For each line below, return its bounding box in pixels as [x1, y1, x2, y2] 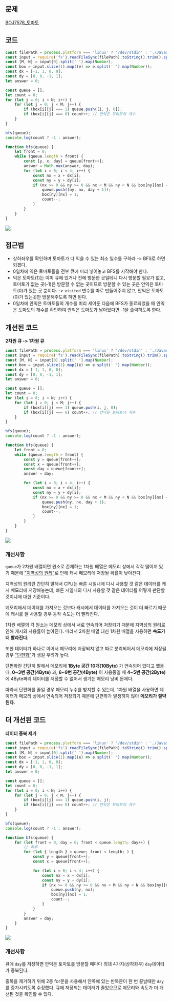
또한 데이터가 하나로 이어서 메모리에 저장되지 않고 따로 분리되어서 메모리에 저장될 [5, 646, 167, 652]
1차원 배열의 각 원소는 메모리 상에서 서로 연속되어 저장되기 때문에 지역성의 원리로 [5, 622, 165, 628]
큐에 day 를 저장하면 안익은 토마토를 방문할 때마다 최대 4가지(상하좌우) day [5, 960, 153, 967]
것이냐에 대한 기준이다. [5, 594, 51, 600]
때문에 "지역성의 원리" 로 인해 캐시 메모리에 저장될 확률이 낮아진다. [10, 570, 142, 576]
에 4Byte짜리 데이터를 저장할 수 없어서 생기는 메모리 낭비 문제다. [5, 676, 134, 682]
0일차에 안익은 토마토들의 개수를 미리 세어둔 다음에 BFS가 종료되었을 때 [12, 300, 155, 307]
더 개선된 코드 [5, 716, 46, 725]
